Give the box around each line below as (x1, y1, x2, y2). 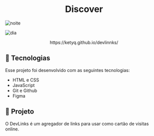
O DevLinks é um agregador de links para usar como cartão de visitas (5, 120, 149, 126)
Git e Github (12, 87, 37, 93)
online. (5, 126, 19, 132)
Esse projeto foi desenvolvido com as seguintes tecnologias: (5, 67, 130, 73)
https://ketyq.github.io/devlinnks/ (49, 39, 118, 45)
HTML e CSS (12, 76, 39, 83)
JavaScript (12, 82, 35, 88)
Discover (64, 3, 103, 15)
